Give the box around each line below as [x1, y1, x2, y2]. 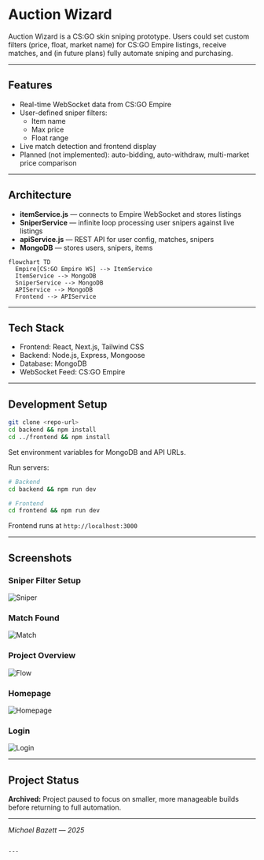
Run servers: [8, 463, 49, 472]
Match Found [8, 612, 60, 624]
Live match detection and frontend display [19, 141, 157, 151]
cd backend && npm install [8, 426, 97, 434]
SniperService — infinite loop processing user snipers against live [19, 218, 235, 227]
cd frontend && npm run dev [8, 507, 101, 515]
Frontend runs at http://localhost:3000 [8, 521, 137, 531]
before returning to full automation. [8, 802, 122, 812]
